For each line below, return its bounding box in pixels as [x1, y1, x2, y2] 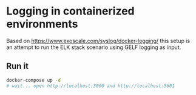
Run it [6, 61, 29, 71]
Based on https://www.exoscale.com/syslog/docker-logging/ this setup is [6, 37, 191, 44]
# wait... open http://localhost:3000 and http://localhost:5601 [6, 83, 175, 89]
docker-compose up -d [6, 77, 61, 83]
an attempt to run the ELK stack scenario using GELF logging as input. [6, 44, 181, 51]
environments [6, 17, 78, 31]
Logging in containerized [6, 4, 135, 18]
